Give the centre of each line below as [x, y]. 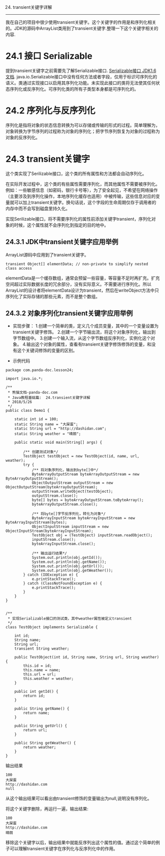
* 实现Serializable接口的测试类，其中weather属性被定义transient [70, 619]
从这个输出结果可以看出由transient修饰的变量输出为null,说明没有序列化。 [79, 799]
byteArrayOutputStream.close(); [65, 504]
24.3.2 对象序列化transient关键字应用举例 [69, 314]
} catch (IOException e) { [51, 575]
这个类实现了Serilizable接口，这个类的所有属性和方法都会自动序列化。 [76, 174]
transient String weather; [42, 649]
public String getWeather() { [45, 743]
